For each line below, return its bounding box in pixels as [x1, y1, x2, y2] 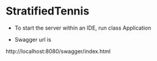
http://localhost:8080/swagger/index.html [5, 47, 111, 55]
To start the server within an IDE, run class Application [14, 24, 152, 31]
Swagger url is [14, 36, 51, 43]
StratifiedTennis [5, 4, 90, 18]
